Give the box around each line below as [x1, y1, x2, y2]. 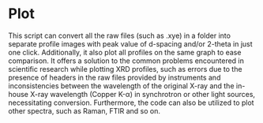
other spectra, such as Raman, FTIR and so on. [8, 106, 160, 115]
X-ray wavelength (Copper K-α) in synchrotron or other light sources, [30, 89, 255, 99]
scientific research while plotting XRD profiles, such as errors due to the [8, 64, 242, 73]
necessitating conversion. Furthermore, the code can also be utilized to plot [8, 98, 254, 107]
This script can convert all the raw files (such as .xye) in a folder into [8, 31, 231, 40]
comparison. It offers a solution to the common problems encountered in [8, 56, 245, 65]
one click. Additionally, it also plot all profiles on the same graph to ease [8, 47, 242, 57]
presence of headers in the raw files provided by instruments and [8, 73, 221, 82]
